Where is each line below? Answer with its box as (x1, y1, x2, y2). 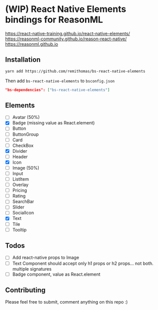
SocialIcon (12, 210, 34, 216)
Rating (12, 193, 26, 199)
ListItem (12, 176, 29, 182)
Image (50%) (12, 165, 40, 171)
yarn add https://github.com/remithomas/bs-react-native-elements (5, 69, 146, 74)
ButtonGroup (12, 131, 39, 137)
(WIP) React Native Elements (5, 3, 127, 15)
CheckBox (12, 142, 34, 148)
